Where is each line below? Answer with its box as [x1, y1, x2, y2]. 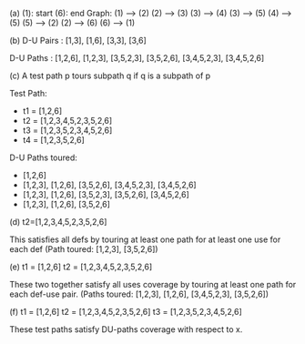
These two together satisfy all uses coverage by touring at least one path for [9, 279, 297, 289]
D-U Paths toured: [9, 152, 77, 163]
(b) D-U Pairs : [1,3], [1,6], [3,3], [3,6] [9, 35, 147, 46]
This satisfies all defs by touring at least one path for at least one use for [9, 234, 281, 245]
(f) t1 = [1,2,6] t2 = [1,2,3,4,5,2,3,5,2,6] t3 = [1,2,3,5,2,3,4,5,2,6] [9, 307, 243, 317]
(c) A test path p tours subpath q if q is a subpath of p [9, 70, 211, 81]
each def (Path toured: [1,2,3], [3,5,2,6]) [9, 244, 158, 254]
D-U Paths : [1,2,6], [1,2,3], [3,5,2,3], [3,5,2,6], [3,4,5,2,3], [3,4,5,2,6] [9, 53, 265, 63]
